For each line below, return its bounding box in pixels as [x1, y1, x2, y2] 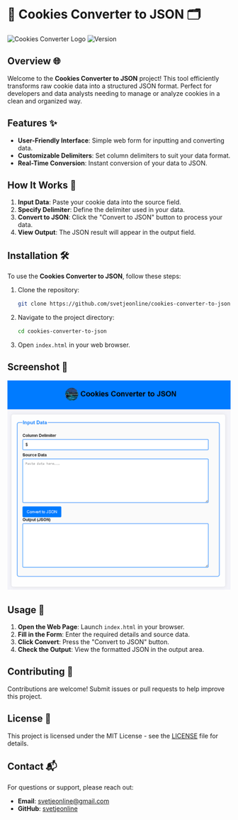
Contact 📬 [7, 760, 57, 772]
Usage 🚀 [7, 604, 45, 616]
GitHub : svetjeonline [17, 804, 78, 813]
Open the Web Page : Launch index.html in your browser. [17, 623, 186, 631]
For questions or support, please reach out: [7, 782, 134, 792]
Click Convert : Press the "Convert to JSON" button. [17, 638, 170, 646]
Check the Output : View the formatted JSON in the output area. [17, 646, 204, 654]
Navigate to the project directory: [17, 314, 115, 322]
